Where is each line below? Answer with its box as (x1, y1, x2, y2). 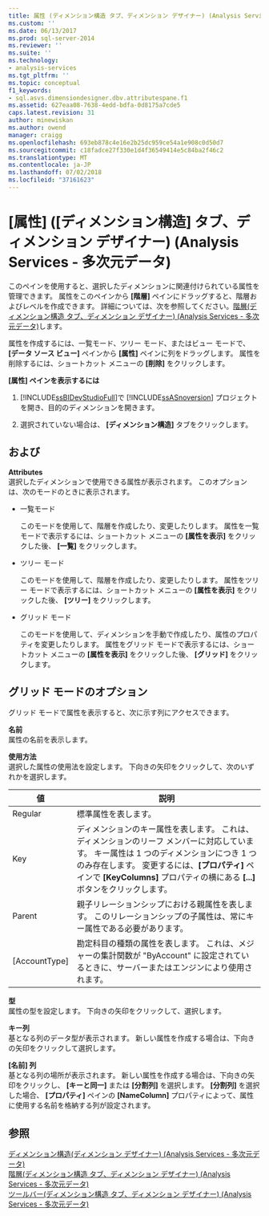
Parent (12, 910, 38, 921)
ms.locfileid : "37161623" (8, 176, 94, 185)
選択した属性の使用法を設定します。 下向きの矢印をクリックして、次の (8, 762, 241, 771)
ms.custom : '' (8, 19, 56, 27)
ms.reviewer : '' (8, 42, 62, 50)
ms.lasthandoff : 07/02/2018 (8, 169, 102, 177)
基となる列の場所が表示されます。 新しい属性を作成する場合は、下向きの (8, 1071, 248, 1080)
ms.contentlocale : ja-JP (8, 161, 91, 169)
